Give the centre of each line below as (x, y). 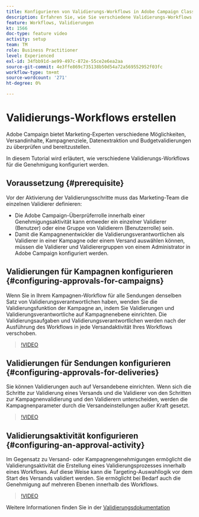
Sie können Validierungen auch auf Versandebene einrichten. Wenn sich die (99, 387)
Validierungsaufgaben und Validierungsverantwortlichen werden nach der (96, 320)
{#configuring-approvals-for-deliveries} (83, 372)
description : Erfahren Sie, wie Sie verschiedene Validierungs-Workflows (99, 17)
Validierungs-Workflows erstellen (91, 118)
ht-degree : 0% (24, 84)
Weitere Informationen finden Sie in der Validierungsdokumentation (88, 508)
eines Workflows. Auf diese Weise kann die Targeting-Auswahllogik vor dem (99, 472)
